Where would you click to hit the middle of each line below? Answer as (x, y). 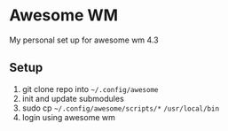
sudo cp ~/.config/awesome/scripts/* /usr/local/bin (121, 108)
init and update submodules (73, 98)
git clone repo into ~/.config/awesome (90, 89)
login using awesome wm (68, 117)
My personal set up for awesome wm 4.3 (84, 40)
